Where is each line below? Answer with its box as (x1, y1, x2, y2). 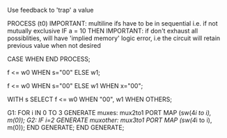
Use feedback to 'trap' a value (7, 6, 94, 14)
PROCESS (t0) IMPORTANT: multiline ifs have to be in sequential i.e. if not (7, 19, 218, 27)
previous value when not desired (7, 42, 101, 49)
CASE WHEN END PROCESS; (7, 55, 91, 63)
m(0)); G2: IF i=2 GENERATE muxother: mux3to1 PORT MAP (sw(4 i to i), (7, 116, 212, 124)
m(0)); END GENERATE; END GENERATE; (7, 123, 125, 131)
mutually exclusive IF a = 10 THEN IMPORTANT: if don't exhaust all (7, 27, 198, 35)
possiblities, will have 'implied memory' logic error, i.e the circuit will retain (7, 34, 221, 42)
